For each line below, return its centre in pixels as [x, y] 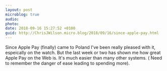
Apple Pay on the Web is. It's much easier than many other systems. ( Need [84, 58]
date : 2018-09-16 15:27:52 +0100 [40, 28]
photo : [12, 24]
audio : [12, 19]
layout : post [19, 10]
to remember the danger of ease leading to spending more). [68, 63]
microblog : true [22, 14]
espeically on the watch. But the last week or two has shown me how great [83, 52]
